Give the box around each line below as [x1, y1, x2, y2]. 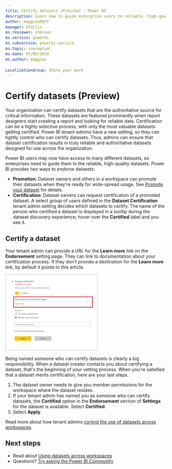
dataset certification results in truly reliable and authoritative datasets [5, 140, 152, 146]
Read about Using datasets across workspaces [12, 453, 113, 459]
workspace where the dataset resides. [12, 387, 94, 393]
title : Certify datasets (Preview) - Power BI [5, 8, 106, 13]
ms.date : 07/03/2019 [5, 51, 50, 56]
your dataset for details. [12, 187, 63, 193]
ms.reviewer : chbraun [5, 30, 52, 35]
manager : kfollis [5, 25, 42, 30]
